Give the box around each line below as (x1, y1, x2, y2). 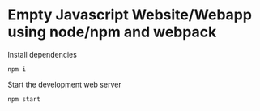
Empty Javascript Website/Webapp (7, 6, 253, 24)
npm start (7, 95, 41, 103)
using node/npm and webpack (7, 23, 217, 41)
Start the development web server (7, 79, 122, 89)
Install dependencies (7, 49, 78, 59)
